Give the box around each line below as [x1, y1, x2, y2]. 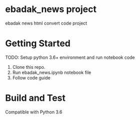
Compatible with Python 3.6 [5, 109, 62, 115]
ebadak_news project [5, 4, 96, 15]
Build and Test [5, 92, 66, 104]
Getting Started [5, 38, 71, 49]
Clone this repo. [12, 64, 45, 70]
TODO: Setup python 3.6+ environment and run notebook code [5, 54, 135, 60]
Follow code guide [12, 74, 51, 81]
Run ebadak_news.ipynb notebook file [12, 69, 91, 75]
